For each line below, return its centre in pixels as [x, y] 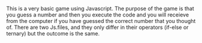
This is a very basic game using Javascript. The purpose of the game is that [100, 9]
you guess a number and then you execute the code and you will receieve [98, 15]
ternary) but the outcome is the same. [53, 34]
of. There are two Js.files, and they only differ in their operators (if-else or [97, 27]
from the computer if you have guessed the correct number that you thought [101, 21]
